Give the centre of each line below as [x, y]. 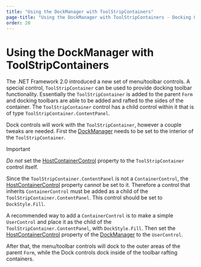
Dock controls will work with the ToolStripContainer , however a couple [94, 125]
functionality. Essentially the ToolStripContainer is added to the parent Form [100, 94]
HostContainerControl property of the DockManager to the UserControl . [95, 235]
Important [18, 149]
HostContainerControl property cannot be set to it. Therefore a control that [98, 185]
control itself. [22, 167]
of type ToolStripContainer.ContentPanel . [58, 113]
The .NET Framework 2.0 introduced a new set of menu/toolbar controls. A [98, 82]
